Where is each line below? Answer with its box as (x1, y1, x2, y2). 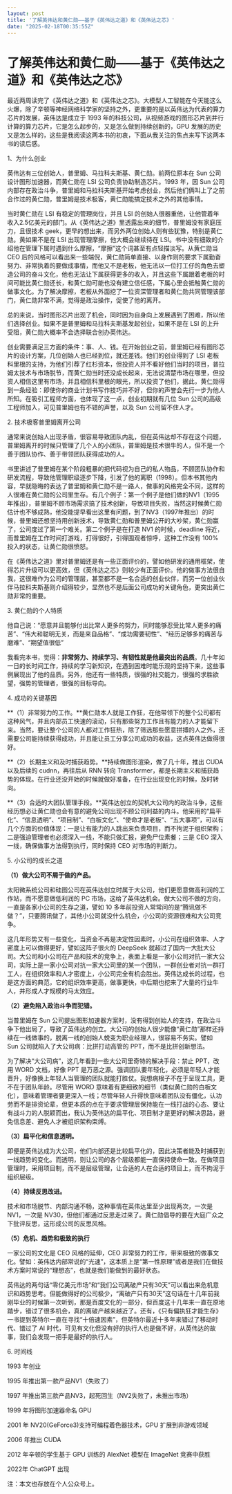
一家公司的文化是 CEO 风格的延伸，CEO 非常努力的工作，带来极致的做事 (7, 1249, 213, 1257)
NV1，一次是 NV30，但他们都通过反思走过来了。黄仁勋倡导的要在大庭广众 (7, 1211, 218, 1219)
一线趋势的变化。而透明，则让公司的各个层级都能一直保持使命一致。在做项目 (7, 1156, 225, 1164)
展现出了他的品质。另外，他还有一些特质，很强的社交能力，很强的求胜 (12, 670, 213, 679)
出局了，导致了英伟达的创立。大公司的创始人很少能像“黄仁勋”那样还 (25, 1025, 219, 1033)
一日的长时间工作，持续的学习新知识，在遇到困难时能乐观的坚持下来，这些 (7, 662, 219, 670)
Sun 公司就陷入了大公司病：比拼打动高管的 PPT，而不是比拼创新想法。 (7, 1042, 209, 1051)
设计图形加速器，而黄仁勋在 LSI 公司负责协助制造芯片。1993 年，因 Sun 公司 (7, 178, 225, 186)
